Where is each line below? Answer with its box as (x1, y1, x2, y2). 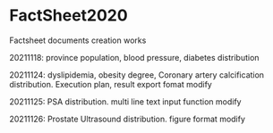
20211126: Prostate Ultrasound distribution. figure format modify (9, 113, 246, 124)
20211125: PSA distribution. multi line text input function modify (9, 96, 242, 107)
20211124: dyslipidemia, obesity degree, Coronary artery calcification (9, 69, 265, 80)
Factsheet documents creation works (9, 35, 147, 46)
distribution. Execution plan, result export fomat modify (9, 79, 212, 89)
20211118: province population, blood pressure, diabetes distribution (9, 52, 260, 62)
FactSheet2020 (9, 5, 128, 26)
